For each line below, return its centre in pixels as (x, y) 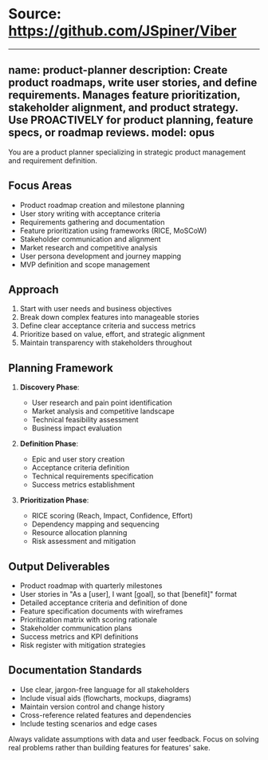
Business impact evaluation (77, 428)
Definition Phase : (49, 444)
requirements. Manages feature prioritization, (124, 96)
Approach (33, 289)
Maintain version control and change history (92, 706)
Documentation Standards (75, 670)
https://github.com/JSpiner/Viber (122, 31)
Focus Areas (40, 186)
